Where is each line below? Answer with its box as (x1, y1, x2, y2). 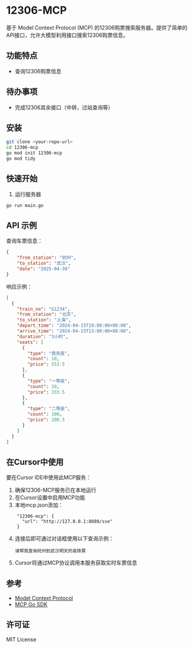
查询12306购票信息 (14, 67, 62, 75)
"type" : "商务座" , (27, 350, 70, 356)
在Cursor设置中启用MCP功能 (14, 494, 86, 501)
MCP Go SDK (14, 601, 48, 608)
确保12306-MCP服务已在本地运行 (14, 486, 97, 494)
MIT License (6, 635, 37, 643)
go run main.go (6, 202, 44, 209)
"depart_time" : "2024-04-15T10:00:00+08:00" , (17, 323, 132, 328)
